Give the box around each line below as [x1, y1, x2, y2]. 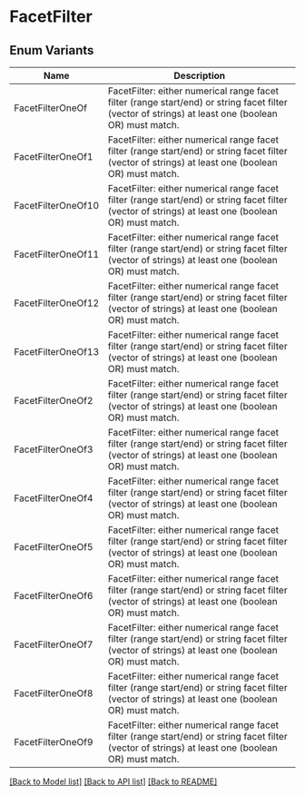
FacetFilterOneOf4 [14, 492, 93, 505]
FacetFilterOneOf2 [14, 395, 93, 407]
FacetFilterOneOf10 [14, 200, 100, 211]
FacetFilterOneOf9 [14, 736, 93, 748]
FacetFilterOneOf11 [14, 248, 100, 260]
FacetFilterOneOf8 [14, 687, 93, 700]
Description [173, 70, 225, 82]
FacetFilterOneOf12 [14, 297, 100, 309]
